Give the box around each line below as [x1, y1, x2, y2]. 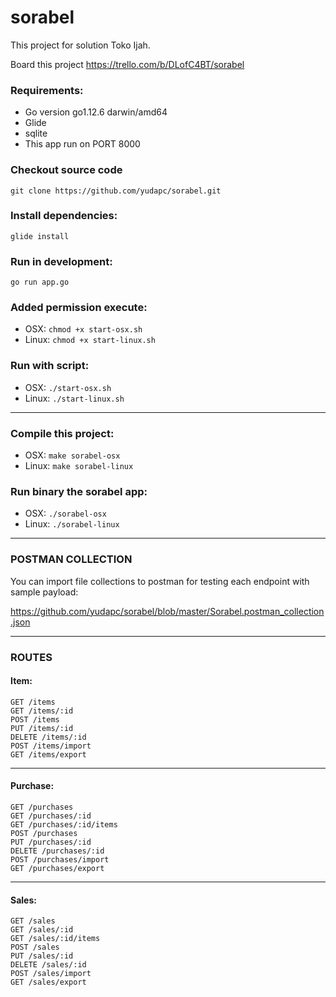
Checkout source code [10, 163, 123, 177]
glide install [10, 231, 70, 241]
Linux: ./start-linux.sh [24, 392, 125, 404]
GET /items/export [10, 749, 87, 760]
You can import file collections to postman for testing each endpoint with [10, 575, 310, 587]
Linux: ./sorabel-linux [24, 518, 120, 530]
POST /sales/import [10, 969, 92, 979]
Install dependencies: [10, 209, 118, 223]
